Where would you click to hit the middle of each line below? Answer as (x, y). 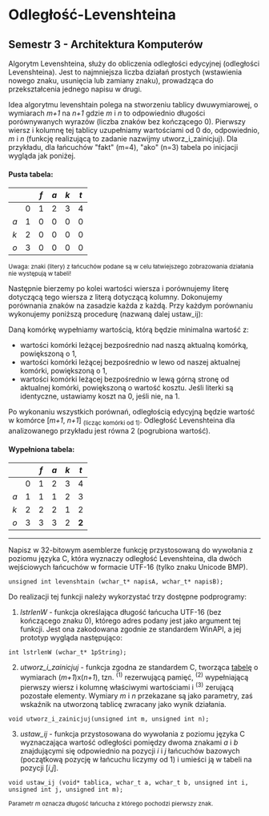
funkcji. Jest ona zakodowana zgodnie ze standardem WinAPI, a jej (130, 629)
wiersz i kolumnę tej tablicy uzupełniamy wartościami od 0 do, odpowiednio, (134, 130)
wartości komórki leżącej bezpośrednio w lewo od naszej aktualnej (130, 362)
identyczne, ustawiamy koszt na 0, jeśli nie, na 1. (100, 396)
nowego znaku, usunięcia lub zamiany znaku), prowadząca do (111, 81)
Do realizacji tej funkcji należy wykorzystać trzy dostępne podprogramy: (127, 597)
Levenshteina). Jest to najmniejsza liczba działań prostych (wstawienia (125, 72)
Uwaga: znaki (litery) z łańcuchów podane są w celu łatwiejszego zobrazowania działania (131, 267)
